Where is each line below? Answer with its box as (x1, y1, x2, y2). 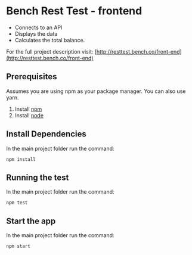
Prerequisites (6, 71, 57, 82)
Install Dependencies (6, 129, 86, 139)
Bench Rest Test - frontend (6, 4, 143, 18)
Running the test (6, 172, 69, 182)
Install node (14, 111, 44, 119)
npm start (6, 243, 31, 250)
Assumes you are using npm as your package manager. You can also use (6, 88, 186, 95)
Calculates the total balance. (14, 36, 85, 43)
